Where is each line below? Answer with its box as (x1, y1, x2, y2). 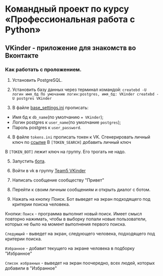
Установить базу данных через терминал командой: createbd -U (12, 87, 147, 92)
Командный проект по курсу (5, 3, 129, 15)
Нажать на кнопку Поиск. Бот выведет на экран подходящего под (12, 196, 151, 202)
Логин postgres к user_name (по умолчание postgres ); (12, 119, 121, 125)
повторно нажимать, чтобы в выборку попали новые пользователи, (5, 216, 147, 222)
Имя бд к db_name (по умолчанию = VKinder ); (12, 114, 104, 120)
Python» (5, 24, 41, 35)
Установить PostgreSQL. (12, 77, 62, 83)
